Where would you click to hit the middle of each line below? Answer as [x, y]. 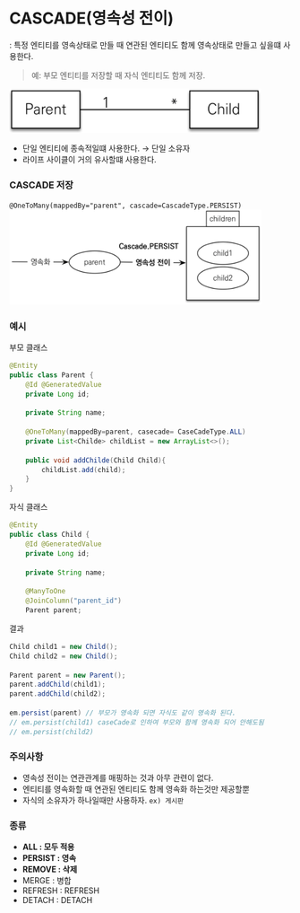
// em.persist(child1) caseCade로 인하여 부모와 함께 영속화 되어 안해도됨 [137, 722]
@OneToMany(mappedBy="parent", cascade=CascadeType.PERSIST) [126, 206]
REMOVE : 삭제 [50, 869]
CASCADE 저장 [41, 185]
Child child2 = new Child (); [64, 656]
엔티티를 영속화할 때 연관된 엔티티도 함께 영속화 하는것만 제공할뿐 [136, 789]
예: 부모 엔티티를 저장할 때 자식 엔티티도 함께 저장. [118, 75]
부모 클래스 [29, 347]
